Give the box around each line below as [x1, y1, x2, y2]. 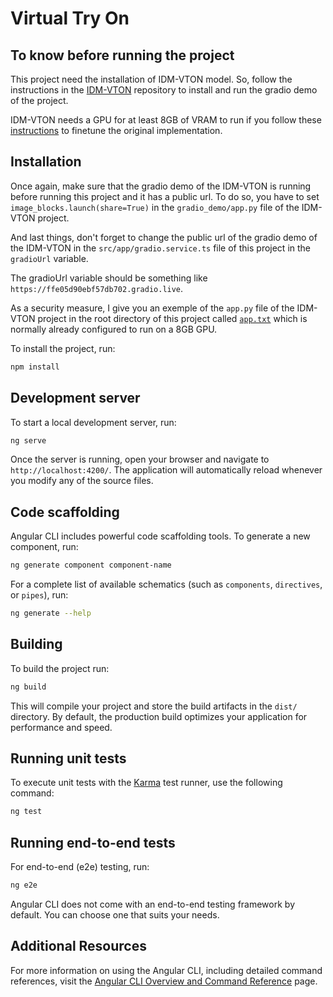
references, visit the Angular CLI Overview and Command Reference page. [10, 975, 318, 987]
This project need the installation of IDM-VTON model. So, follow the [10, 73, 293, 85]
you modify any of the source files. [10, 475, 154, 487]
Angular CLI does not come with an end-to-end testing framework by [10, 898, 295, 910]
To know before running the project [10, 47, 235, 64]
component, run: [10, 541, 79, 553]
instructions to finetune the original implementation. [10, 125, 223, 136]
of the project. [10, 95, 69, 106]
